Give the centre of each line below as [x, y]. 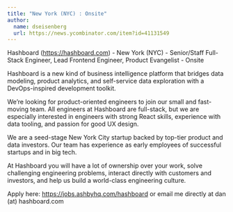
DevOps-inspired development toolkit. [62, 88]
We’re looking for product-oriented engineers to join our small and [102, 102]
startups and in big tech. [42, 152]
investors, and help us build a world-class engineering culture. [97, 181]
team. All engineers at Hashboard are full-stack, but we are [115, 109]
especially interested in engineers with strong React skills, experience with [114, 117]
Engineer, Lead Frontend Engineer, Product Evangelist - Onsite [115, 60]
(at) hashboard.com [35, 202]
